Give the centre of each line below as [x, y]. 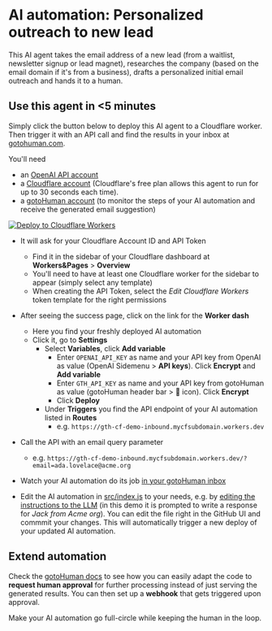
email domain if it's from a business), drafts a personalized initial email [126, 72]
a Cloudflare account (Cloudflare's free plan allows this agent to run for [139, 183]
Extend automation [58, 557]
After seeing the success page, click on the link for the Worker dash [134, 315]
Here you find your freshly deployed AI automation [117, 331]
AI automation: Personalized [106, 15]
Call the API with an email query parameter [92, 442]
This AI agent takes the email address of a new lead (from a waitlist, [122, 54]
